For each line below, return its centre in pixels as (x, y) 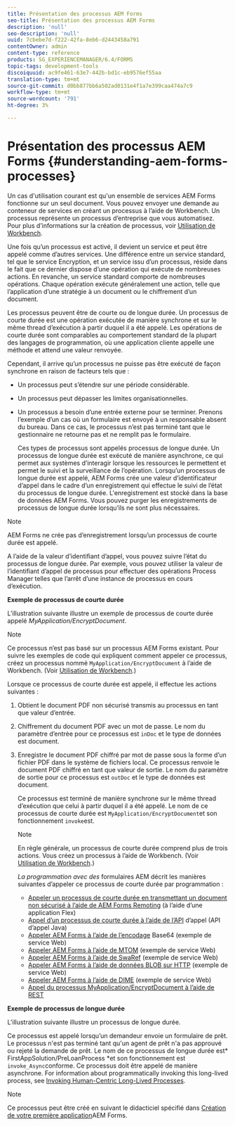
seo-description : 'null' (43, 33)
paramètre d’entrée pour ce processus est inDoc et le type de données (119, 734)
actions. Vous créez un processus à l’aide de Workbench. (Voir (108, 855)
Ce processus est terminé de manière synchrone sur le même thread (117, 798)
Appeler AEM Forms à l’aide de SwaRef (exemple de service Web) (123, 957)
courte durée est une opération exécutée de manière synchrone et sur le (112, 320)
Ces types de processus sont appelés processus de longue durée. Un (118, 448)
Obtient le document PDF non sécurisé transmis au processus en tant (118, 705)
